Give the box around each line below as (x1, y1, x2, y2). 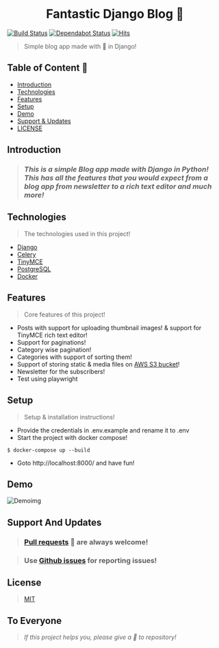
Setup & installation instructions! (23, 413, 115, 421)
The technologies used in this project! (23, 229, 131, 238)
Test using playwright (16, 374, 78, 383)
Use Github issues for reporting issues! (23, 555, 157, 565)
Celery (16, 250, 36, 258)
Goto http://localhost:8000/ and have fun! (16, 459, 135, 467)
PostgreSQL (16, 264, 51, 273)
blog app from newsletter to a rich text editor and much (23, 182, 212, 192)
